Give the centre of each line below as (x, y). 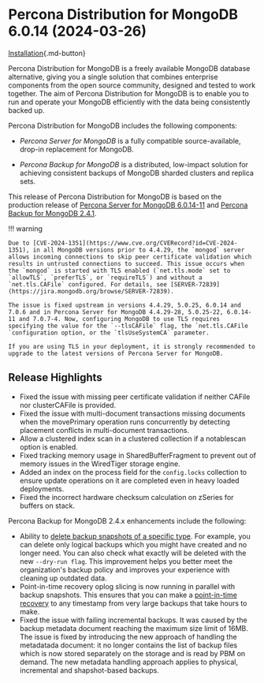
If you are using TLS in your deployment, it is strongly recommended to (132, 346)
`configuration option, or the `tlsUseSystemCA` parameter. (109, 333)
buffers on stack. (47, 506)
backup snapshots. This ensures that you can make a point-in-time (128, 595)
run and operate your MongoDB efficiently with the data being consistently (129, 102)
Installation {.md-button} (47, 53)
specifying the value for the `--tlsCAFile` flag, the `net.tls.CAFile (128, 326)
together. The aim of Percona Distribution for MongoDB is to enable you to (129, 93)
